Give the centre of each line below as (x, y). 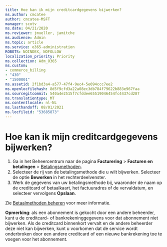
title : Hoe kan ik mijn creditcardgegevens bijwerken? (63, 10)
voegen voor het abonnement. (36, 239)
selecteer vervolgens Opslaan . (44, 193)
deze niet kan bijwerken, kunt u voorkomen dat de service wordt (71, 228)
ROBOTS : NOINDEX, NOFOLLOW (33, 51)
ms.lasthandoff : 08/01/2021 (34, 107)
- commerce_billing (25, 70)
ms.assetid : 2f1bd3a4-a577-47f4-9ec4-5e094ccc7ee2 (59, 84)
